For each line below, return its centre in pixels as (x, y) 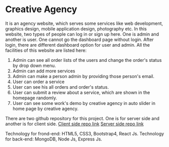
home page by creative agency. (45, 108)
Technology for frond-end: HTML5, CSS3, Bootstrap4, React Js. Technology (85, 133)
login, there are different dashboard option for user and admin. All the (78, 45)
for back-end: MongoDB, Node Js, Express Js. (54, 139)
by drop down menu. (34, 65)
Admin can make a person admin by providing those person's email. (83, 76)
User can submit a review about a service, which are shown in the (81, 92)
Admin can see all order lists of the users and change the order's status (87, 60)
